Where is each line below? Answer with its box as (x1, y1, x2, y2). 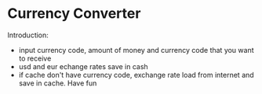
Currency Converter (7, 5, 141, 23)
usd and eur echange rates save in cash (18, 61, 148, 71)
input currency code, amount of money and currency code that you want (18, 45, 254, 54)
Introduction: (7, 30, 49, 40)
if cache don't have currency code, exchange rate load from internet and (18, 70, 254, 79)
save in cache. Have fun (18, 78, 97, 88)
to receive (18, 54, 52, 63)
